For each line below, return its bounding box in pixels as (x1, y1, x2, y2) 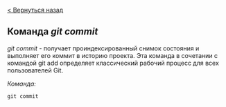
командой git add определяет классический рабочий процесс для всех (7, 59, 220, 67)
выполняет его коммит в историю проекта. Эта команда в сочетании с (7, 51, 218, 59)
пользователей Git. (7, 66, 64, 75)
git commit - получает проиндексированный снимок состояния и (7, 44, 200, 52)
